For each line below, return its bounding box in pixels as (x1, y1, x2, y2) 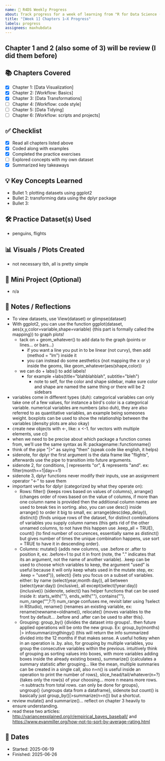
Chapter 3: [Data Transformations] (12, 96, 82, 101)
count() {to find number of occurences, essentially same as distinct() (19, 530, 159, 536)
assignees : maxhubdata (5, 26, 52, 31)
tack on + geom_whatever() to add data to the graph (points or (19, 336, 146, 342)
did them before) (5, 51, 57, 60)
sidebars (34, 389, 52, 395)
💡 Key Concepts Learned (5, 177, 82, 185)
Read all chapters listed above (12, 140, 74, 146)
